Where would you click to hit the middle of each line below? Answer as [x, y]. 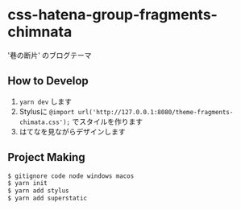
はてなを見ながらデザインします [72, 131]
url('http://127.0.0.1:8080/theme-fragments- [156, 112]
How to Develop [48, 81]
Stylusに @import [47, 111]
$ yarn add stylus [38, 191]
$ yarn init [27, 183]
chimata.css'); [45, 122]
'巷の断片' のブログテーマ [50, 55]
